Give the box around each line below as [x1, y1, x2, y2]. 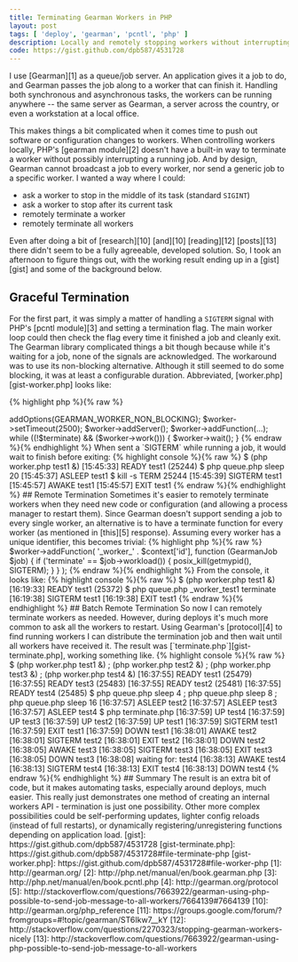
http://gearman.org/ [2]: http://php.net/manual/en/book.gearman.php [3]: [9, 867, 278, 878]
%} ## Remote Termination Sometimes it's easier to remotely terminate [9, 489, 269, 500]
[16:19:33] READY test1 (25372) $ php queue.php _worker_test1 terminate [9, 583, 277, 594]
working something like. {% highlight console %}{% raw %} [67, 650, 286, 661]
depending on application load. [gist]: [9, 829, 146, 840]
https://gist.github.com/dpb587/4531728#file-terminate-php [9, 848, 231, 859]
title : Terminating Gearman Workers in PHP [9, 12, 173, 22]
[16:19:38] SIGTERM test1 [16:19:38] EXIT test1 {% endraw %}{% [9, 593, 244, 604]
